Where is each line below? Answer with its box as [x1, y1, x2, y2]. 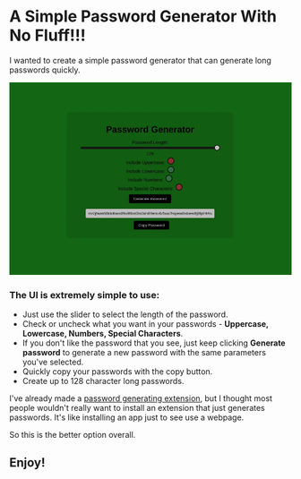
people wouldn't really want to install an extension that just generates [9, 402, 266, 413]
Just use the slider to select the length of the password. [21, 309, 228, 320]
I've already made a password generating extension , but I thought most [9, 392, 273, 404]
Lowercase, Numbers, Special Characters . [21, 328, 184, 338]
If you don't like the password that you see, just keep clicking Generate [21, 338, 286, 348]
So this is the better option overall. [9, 429, 136, 440]
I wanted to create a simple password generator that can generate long [9, 55, 271, 65]
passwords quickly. [9, 64, 81, 75]
